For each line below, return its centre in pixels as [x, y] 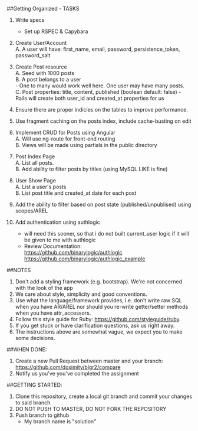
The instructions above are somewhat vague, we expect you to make [99, 332]
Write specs [30, 20]
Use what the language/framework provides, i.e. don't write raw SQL [98, 300]
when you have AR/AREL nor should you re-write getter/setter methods [102, 307]
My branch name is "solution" [60, 421]
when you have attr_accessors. [53, 313]
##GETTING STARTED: [34, 385]
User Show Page [36, 180]
